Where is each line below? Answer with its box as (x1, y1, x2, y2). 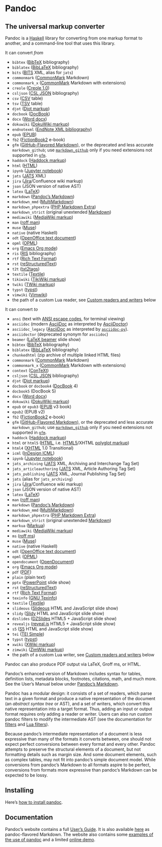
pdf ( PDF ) (12, 569, 32, 575)
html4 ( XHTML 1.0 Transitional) (12, 445, 74, 451)
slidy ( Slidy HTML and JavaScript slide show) (12, 611, 104, 616)
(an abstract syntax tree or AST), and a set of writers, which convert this (5, 701, 150, 706)
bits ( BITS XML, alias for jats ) (12, 70, 74, 75)
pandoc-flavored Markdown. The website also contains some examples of (5, 831, 154, 837)
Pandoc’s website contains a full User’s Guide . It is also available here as (5, 826, 150, 832)
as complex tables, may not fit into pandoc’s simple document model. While (5, 757, 156, 762)
